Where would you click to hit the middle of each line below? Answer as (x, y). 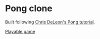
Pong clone (29, 9)
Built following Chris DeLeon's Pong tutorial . (50, 22)
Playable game (20, 31)
